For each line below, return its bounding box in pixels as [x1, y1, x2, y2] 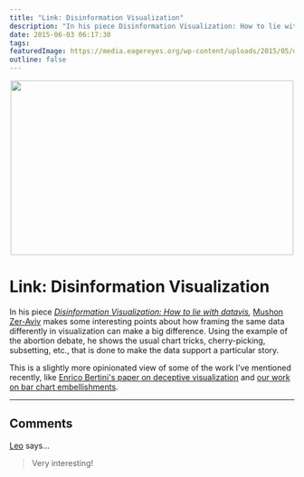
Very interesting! [31, 457, 93, 468]
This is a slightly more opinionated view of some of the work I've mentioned [9, 362, 292, 373]
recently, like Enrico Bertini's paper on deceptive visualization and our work [9, 371, 291, 382]
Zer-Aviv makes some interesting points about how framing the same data [9, 315, 285, 326]
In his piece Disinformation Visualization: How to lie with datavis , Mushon [9, 306, 283, 317]
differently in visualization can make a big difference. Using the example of [9, 325, 288, 336]
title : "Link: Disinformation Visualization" [9, 13, 184, 23]
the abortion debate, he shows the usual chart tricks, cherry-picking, [9, 335, 266, 346]
